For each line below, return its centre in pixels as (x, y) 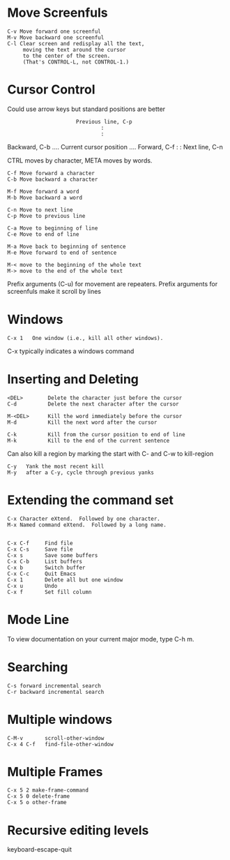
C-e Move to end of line (43, 234)
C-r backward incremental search (56, 692)
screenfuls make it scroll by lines (54, 291)
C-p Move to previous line (46, 216)
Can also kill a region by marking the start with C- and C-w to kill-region (110, 453)
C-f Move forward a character (51, 173)
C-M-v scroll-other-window (56, 738)
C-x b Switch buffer (46, 568)
